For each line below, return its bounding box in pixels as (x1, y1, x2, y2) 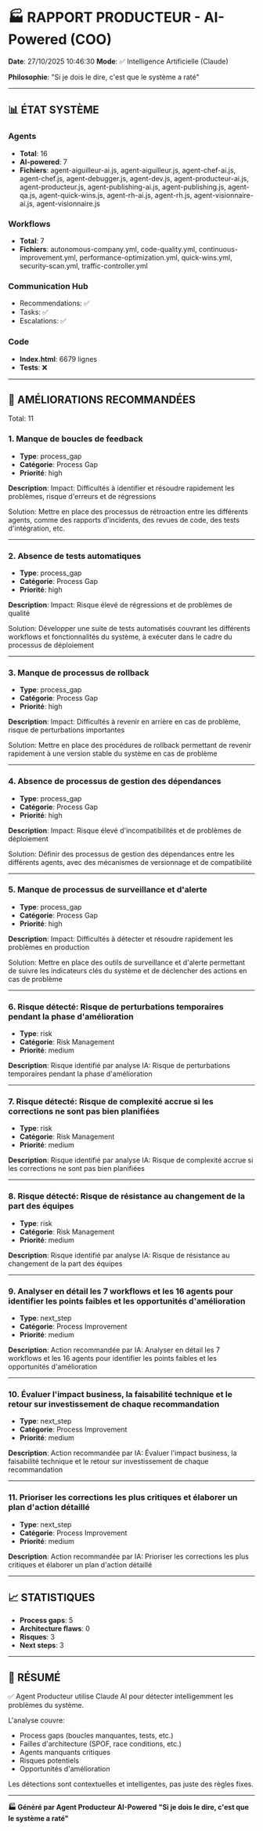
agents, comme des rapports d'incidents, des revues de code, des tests (8, 515, 240, 524)
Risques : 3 (19, 1632, 55, 1642)
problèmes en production (8, 942, 90, 952)
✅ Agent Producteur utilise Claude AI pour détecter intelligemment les (8, 1691, 233, 1702)
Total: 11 (8, 414, 34, 423)
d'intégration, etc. (8, 523, 65, 533)
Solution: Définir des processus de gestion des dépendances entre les (8, 849, 235, 859)
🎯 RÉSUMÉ (8, 1671, 61, 1684)
